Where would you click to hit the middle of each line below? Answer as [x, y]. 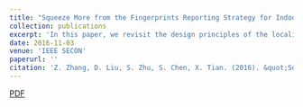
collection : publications [58, 26]
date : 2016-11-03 [42, 43]
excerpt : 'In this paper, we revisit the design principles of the [139, 34]
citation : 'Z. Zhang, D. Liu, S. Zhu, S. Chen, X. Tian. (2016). [134, 68]
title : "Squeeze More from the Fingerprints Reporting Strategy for [141, 18]
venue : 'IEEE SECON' [48, 51]
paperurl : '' [34, 59]
